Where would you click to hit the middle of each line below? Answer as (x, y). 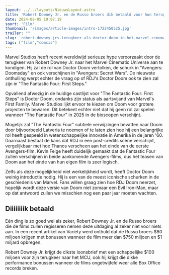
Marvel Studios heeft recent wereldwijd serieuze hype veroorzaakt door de (83, 57)
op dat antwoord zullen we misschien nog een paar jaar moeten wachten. (81, 193)
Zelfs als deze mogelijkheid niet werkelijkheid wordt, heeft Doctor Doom (80, 171)
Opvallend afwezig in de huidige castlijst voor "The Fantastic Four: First (79, 93)
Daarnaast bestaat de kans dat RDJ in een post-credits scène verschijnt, (80, 140)
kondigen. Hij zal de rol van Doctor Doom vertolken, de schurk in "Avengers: (84, 67)
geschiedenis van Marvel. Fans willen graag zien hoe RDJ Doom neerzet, (81, 182)
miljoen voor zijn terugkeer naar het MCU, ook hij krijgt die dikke (72, 257)
